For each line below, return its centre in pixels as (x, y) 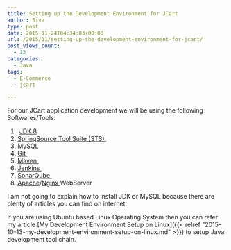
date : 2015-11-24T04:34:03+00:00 (55, 33)
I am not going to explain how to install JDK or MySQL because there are (111, 197)
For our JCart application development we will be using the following (105, 110)
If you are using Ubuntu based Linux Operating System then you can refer (113, 217)
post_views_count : (34, 46)
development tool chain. (42, 240)
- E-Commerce (32, 78)
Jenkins (28, 168)
